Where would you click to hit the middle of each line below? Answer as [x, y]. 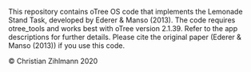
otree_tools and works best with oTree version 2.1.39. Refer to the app [123, 28]
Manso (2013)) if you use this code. [67, 46]
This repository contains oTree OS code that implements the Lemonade [125, 12]
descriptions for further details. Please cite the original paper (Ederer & [125, 37]
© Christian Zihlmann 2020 [53, 61]
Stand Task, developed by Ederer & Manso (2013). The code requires [122, 20]
